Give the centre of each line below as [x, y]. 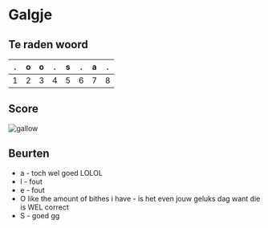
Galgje [30, 15]
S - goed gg [40, 215]
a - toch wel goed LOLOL [61, 173]
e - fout [32, 189]
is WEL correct [45, 207]
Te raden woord [48, 45]
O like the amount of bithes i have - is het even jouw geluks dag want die [140, 198]
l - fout [31, 181]
